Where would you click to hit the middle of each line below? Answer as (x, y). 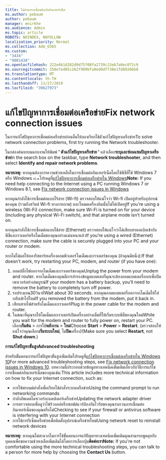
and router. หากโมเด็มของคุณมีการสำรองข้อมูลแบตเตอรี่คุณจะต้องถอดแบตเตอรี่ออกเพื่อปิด (86, 276)
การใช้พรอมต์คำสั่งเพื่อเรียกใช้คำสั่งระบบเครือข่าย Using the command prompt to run (86, 388)
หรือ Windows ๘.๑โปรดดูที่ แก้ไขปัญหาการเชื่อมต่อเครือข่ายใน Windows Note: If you (78, 178)
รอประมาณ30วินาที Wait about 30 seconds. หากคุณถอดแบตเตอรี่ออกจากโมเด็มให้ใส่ (86, 293)
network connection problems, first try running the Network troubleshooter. (82, 142)
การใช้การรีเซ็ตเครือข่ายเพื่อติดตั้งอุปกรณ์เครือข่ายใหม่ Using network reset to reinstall (86, 420)
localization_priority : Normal (37, 42)
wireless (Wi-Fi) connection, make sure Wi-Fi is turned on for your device (80, 210)
